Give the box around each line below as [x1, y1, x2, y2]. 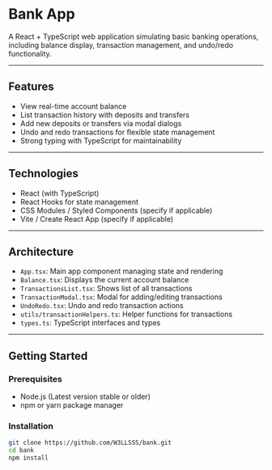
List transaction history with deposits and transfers [19, 110, 190, 120]
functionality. [8, 49, 53, 58]
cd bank [8, 447, 35, 455]
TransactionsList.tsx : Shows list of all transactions [19, 284, 193, 294]
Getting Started [8, 349, 88, 362]
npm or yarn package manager [19, 400, 124, 410]
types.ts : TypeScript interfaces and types [19, 318, 161, 328]
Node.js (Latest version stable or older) [19, 392, 151, 401]
